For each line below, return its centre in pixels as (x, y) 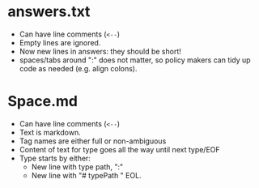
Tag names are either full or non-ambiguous (93, 141)
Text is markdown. (50, 132)
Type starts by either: (55, 158)
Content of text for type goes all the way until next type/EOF (119, 149)
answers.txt (49, 12)
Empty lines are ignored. (60, 42)
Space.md (43, 102)
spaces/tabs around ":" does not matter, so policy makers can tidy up (135, 60)
